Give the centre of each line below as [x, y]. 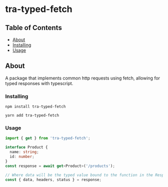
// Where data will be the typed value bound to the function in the [79, 175]
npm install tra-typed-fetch [35, 107]
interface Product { [27, 147]
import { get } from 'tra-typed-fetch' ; [48, 138]
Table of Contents [34, 28]
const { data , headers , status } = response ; [53, 179]
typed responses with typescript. [39, 83]
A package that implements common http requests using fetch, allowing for [83, 78]
